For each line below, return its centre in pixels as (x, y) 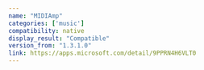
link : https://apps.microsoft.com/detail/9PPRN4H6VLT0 (102, 53)
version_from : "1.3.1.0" (50, 46)
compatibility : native (46, 31)
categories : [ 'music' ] (46, 23)
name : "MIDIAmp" (35, 16)
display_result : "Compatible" (59, 38)
